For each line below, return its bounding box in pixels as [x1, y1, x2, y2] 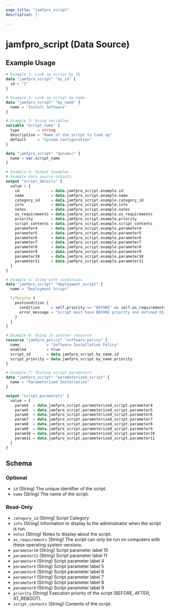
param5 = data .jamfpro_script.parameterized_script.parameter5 [15, 407, 153, 413]
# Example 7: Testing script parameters [6, 370, 92, 375]
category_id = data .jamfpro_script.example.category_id [15, 197, 144, 202]
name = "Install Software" [10, 105, 67, 110]
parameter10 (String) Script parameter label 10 [13, 547, 108, 553]
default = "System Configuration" [10, 137, 92, 142]
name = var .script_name [10, 156, 60, 161]
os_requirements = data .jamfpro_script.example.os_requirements [15, 212, 153, 217]
